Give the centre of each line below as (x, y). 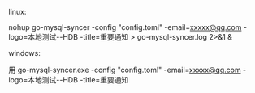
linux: (17, 12)
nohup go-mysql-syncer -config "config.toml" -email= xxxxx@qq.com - (128, 27)
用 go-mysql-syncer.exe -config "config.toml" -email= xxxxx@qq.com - (127, 70)
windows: (24, 53)
